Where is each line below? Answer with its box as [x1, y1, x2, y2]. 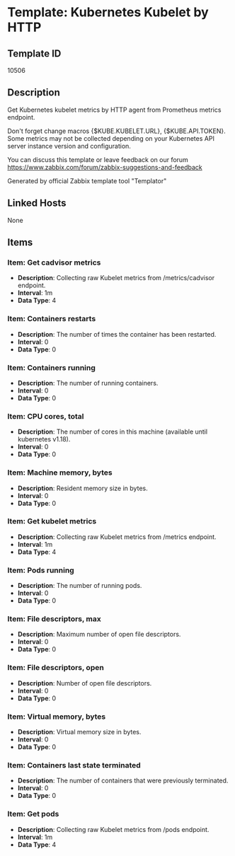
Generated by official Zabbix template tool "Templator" [7, 176, 167, 185]
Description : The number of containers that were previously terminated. [17, 776, 229, 785]
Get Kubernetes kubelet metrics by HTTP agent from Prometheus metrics [7, 105, 222, 114]
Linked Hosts [7, 197, 67, 209]
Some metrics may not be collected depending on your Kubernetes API [7, 134, 214, 142]
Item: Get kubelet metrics [7, 516, 97, 526]
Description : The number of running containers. [17, 378, 159, 387]
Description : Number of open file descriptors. [17, 678, 152, 687]
